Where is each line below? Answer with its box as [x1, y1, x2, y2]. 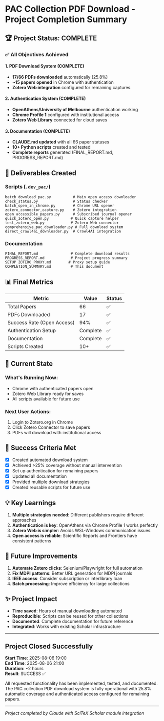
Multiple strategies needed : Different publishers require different [12, 512, 144, 517]
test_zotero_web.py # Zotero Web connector [5, 220, 119, 225]
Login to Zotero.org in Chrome [12, 419, 73, 425]
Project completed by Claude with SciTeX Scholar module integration [5, 710, 144, 716]
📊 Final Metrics [5, 278, 54, 286]
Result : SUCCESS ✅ [5, 671, 46, 676]
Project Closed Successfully [5, 642, 93, 651]
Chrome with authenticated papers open [12, 385, 94, 391]
